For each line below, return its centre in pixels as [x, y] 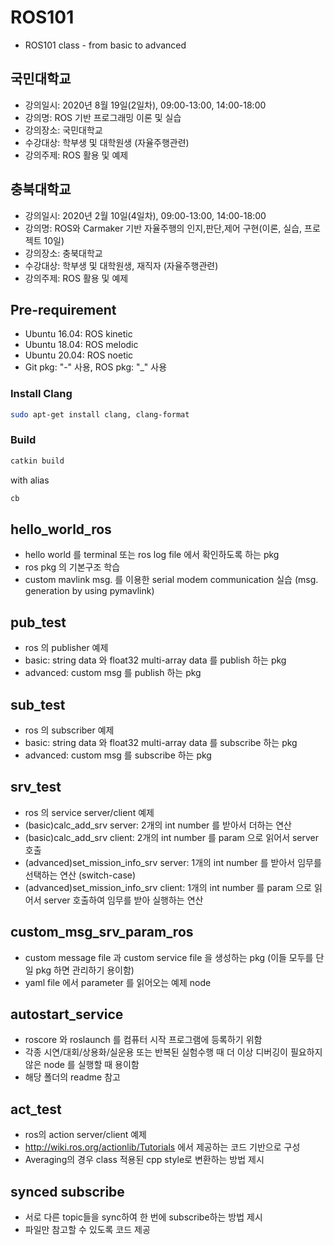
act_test [36, 1109]
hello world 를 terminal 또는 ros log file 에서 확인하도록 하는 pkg [152, 555]
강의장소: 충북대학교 [63, 253]
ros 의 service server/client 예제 [89, 812]
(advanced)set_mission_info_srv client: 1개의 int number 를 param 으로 [168, 887]
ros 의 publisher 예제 [66, 648]
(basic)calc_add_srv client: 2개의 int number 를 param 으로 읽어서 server [172, 837]
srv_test [36, 787]
